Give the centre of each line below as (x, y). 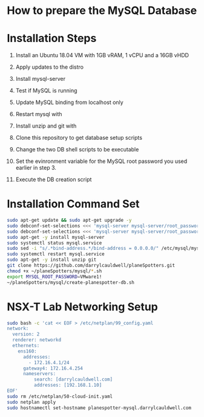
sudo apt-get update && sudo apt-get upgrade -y (69, 220)
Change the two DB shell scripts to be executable (77, 150)
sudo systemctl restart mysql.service (56, 254)
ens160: (27, 351)
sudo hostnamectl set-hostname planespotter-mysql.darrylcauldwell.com (99, 408)
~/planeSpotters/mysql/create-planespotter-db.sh (71, 282)
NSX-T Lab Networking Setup (82, 307)
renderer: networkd (37, 340)
